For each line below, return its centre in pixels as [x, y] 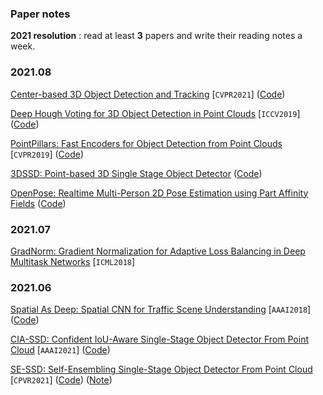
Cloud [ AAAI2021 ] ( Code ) [60, 350]
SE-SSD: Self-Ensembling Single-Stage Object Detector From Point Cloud [161, 369]
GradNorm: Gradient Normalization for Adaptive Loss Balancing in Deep [158, 251]
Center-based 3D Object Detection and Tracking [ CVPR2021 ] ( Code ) [148, 94]
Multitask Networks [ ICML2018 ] [73, 261]
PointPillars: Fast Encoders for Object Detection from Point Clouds [146, 143]
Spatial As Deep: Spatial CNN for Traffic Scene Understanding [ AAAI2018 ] [161, 309]
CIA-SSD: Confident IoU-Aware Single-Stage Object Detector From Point [159, 339]
